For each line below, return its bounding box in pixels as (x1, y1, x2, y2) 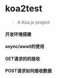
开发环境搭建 (5, 31, 31, 37)
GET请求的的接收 (5, 55, 41, 62)
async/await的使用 (5, 43, 45, 49)
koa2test (5, 3, 43, 14)
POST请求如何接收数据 (5, 68, 52, 74)
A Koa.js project (17, 19, 50, 25)
